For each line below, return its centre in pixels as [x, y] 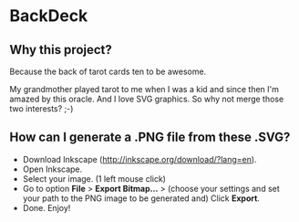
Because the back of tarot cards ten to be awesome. [108, 71]
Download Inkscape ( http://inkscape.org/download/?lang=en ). [139, 159]
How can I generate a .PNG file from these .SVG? [150, 137]
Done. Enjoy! [46, 207]
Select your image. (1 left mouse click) [94, 178]
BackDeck [49, 16]
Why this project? [61, 50]
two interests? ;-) [41, 109]
